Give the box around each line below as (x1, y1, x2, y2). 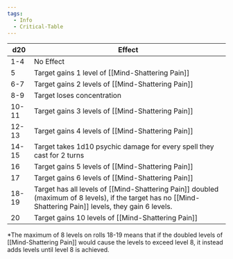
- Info (13, 17, 33, 24)
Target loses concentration (33, 91, 121, 101)
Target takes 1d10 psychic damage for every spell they (33, 142, 214, 151)
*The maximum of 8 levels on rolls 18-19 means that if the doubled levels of (7, 231, 223, 240)
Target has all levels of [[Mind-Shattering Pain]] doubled (33, 185, 219, 194)
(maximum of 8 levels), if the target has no (33, 193, 172, 203)
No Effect (33, 57, 64, 67)
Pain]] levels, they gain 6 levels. (69, 202, 173, 212)
